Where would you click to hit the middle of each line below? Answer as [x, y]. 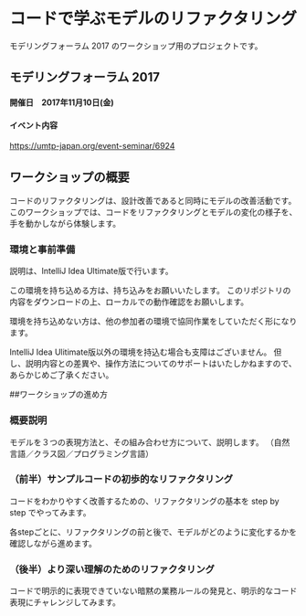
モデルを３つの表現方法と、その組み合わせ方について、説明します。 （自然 [150, 442]
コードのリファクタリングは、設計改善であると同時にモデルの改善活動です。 [153, 200]
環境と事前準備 [42, 250]
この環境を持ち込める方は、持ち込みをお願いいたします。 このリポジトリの [150, 291]
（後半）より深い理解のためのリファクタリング [112, 569]
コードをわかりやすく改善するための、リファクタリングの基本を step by [145, 501]
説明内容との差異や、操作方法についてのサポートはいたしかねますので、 [161, 364]
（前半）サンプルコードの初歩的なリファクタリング [121, 479]
